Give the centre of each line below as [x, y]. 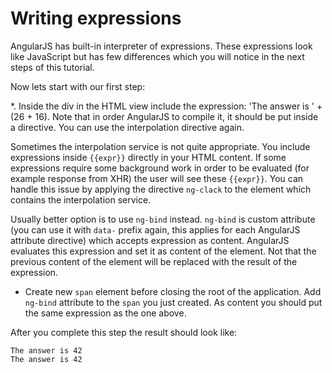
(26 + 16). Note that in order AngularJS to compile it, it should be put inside [164, 116]
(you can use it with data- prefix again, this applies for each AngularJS [155, 229]
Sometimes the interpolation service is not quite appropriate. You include [160, 146]
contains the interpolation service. [81, 199]
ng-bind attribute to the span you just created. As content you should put [173, 302]
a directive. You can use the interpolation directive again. [127, 127]
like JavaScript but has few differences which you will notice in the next [157, 56]
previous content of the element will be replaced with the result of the [154, 261]
